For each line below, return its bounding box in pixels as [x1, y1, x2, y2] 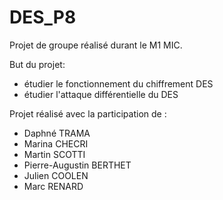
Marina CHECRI [23, 137, 89, 150]
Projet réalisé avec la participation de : [9, 107, 167, 120]
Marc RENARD [23, 180, 84, 192]
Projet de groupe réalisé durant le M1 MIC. [9, 39, 183, 51]
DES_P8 [9, 6, 77, 29]
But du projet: [9, 58, 66, 70]
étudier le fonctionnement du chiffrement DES [23, 77, 214, 90]
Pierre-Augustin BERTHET [23, 159, 132, 171]
